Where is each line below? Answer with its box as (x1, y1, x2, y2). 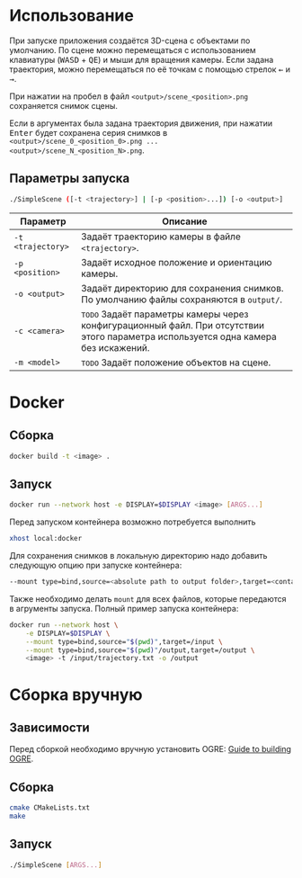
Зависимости (9, 720, 90, 735)
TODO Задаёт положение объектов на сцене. (80, 356, 271, 369)
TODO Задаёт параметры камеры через (80, 308, 249, 320)
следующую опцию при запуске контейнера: (9, 560, 182, 571)
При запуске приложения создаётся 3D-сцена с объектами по (9, 35, 251, 46)
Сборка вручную (9, 685, 143, 704)
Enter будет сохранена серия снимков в (9, 127, 168, 138)
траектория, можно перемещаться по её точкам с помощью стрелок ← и (9, 64, 290, 75)
